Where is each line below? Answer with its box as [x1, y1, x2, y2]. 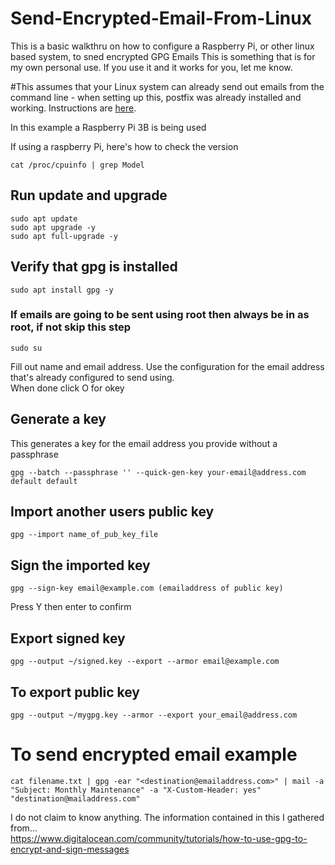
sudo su [10, 343, 43, 353]
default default [10, 476, 78, 486]
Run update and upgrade [10, 187, 168, 204]
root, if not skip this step [10, 320, 132, 334]
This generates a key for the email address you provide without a [10, 437, 278, 449]
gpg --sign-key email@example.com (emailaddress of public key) [10, 583, 284, 594]
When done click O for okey [10, 382, 125, 394]
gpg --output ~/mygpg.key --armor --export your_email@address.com [10, 710, 298, 720]
